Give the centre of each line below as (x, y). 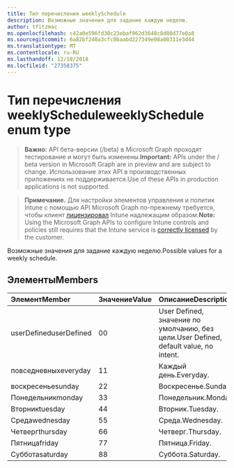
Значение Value (125, 300)
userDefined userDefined (51, 333)
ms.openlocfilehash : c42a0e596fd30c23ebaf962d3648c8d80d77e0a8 (101, 33)
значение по (180, 320)
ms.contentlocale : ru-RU (43, 53)
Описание (176, 300)
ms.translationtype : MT (42, 46)
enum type (39, 130)
